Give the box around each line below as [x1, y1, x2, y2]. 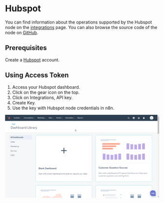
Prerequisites [5, 44, 47, 52]
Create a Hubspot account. [5, 57, 60, 63]
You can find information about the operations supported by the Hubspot [5, 19, 152, 25]
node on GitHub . [5, 29, 38, 35]
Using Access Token [5, 71, 69, 79]
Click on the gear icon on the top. [12, 89, 80, 95]
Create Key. [12, 100, 36, 105]
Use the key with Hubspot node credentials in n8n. [12, 105, 115, 111]
